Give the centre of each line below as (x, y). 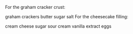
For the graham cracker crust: (35, 7)
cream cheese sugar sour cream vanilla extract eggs (58, 26)
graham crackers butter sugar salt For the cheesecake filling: (67, 17)
